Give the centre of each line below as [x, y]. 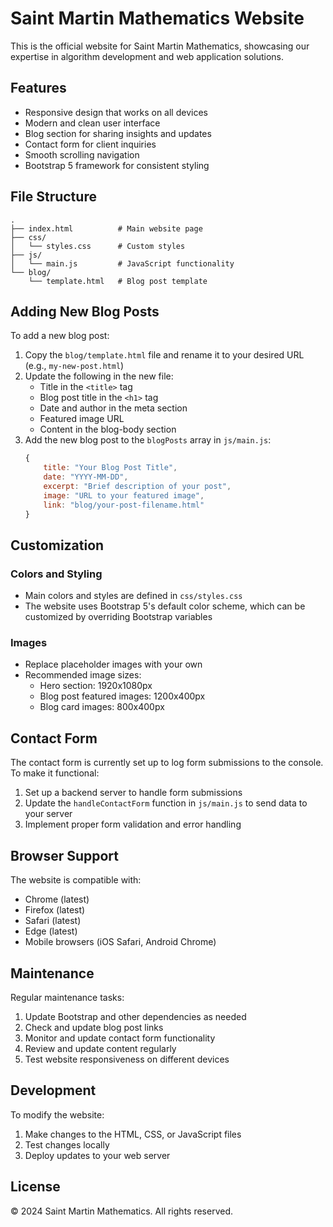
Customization [57, 545]
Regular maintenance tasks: [67, 997]
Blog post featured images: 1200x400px [122, 696]
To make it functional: [55, 773]
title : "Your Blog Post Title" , [110, 468]
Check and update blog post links [94, 1027]
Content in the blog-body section [108, 429]
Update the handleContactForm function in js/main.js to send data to [166, 803]
